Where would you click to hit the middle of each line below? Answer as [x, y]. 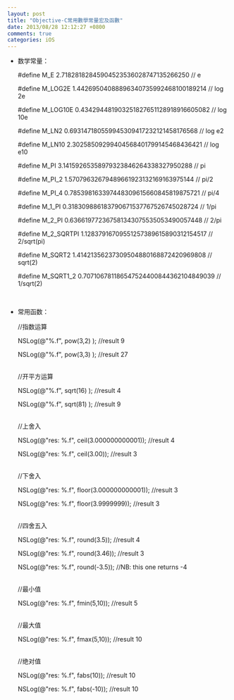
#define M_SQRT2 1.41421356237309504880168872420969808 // [115, 255]
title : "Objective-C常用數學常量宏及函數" [65, 20]
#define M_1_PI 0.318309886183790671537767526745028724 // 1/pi [117, 207]
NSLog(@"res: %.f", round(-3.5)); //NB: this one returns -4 [102, 567]
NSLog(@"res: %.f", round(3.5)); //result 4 [79, 540]
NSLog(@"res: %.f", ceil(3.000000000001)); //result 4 [96, 440]
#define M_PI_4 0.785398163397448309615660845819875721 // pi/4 [118, 193]
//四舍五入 [32, 526]
